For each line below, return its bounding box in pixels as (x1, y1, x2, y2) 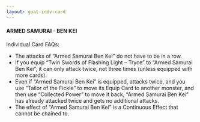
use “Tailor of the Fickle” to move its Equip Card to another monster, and (14, 84, 194, 91)
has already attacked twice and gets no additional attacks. (14, 97, 159, 104)
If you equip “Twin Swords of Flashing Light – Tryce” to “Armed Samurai (14, 58, 193, 66)
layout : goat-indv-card (6, 8, 66, 15)
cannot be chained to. (14, 109, 70, 117)
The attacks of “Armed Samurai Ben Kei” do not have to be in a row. (14, 52, 182, 59)
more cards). (14, 72, 47, 79)
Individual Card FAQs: (6, 40, 60, 48)
